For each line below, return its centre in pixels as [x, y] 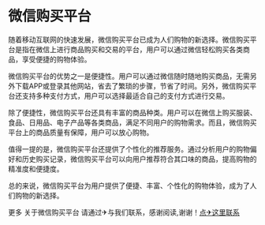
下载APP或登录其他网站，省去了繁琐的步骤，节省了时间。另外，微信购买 [132, 86]
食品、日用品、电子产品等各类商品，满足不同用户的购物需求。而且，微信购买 [132, 122]
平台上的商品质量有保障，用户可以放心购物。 [81, 132]
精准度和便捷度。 [36, 169]
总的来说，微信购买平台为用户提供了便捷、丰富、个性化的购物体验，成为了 [129, 186]
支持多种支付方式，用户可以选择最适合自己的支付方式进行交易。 [125, 96]
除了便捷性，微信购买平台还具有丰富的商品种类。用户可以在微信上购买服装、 [132, 112]
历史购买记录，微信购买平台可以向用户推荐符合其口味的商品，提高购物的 [139, 159]
